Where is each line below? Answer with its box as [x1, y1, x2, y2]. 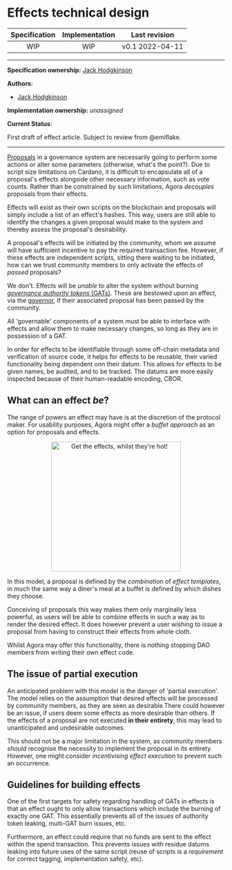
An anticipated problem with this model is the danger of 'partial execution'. [7, 686, 219, 695]
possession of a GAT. [7, 331, 68, 340]
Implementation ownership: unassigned [7, 106, 124, 114]
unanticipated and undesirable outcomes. [7, 723, 126, 731]
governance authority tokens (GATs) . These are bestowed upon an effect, [7, 289, 217, 297]
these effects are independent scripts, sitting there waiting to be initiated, [7, 253, 215, 261]
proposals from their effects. [7, 189, 88, 198]
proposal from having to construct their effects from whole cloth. [7, 627, 192, 635]
